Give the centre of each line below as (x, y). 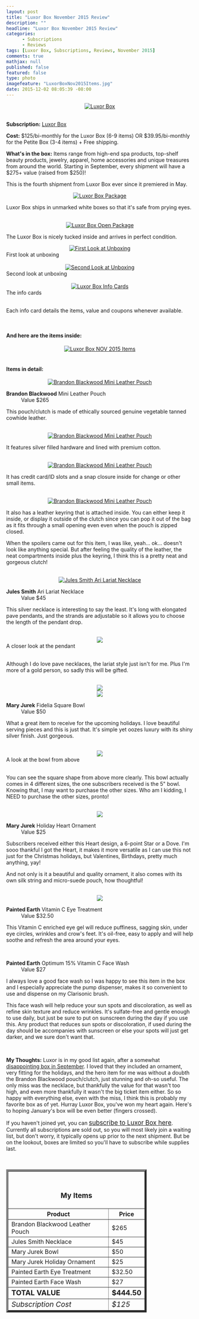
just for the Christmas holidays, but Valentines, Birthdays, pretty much (92, 856)
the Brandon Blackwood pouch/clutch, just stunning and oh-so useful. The (97, 1079)
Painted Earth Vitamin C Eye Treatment (54, 909)
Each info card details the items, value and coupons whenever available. (94, 310)
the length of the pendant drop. (45, 622)
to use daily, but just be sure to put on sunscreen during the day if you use (97, 1018)
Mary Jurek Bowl (35, 1252)
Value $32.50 (37, 916)
